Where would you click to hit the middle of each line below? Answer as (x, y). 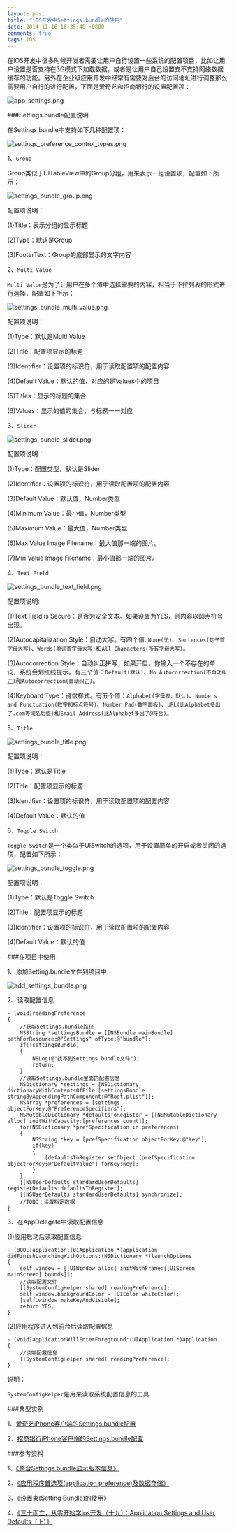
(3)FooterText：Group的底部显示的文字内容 (69, 255)
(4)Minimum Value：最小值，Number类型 (67, 514)
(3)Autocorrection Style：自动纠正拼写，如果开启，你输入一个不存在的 (108, 663)
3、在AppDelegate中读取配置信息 (56, 1222)
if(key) (43, 1146)
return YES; (37, 1307)
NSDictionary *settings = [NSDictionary (79, 1085)
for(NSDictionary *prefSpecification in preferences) (100, 1127)
